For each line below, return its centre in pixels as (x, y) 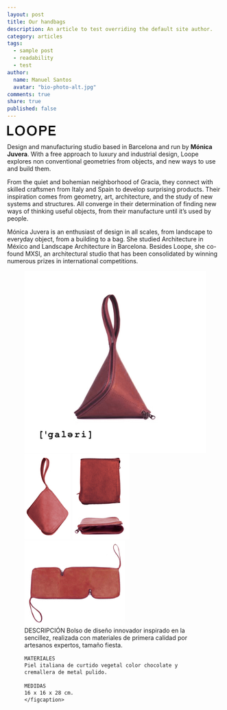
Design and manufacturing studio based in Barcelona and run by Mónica (110, 147)
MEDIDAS (35, 686)
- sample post (33, 51)
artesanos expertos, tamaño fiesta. (74, 645)
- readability (33, 58)
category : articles (35, 36)
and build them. (29, 169)
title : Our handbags (37, 22)
